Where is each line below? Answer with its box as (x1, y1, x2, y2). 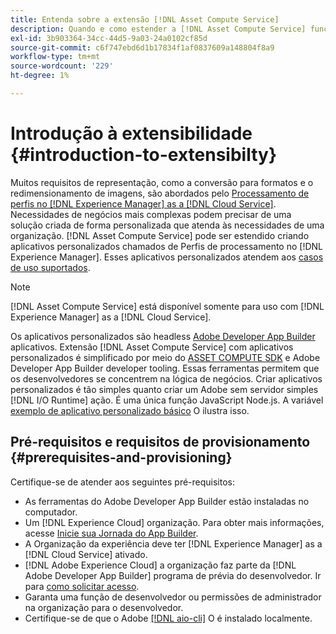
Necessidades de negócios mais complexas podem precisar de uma (10, 208, 292, 220)
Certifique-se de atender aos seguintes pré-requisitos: (10, 476, 236, 488)
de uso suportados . (10, 261, 91, 273)
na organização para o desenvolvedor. (24, 601, 184, 613)
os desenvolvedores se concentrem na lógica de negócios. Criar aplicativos (10, 372, 323, 385)
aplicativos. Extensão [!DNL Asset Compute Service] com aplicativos (10, 341, 294, 353)
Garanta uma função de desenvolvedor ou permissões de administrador (24, 591, 322, 603)
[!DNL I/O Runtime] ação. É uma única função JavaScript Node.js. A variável (10, 394, 324, 406)
